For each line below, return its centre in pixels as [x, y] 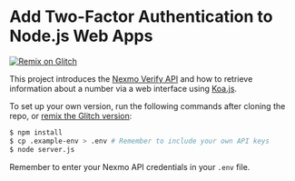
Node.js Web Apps [81, 36]
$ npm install [36, 132]
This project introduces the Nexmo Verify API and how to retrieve [131, 78]
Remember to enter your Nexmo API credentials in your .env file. [130, 166]
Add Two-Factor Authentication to [141, 17]
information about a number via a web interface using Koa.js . [123, 88]
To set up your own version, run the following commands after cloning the [147, 106]
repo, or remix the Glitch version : [71, 116]
